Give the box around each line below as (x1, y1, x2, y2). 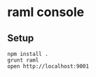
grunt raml (7, 57, 39, 64)
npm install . (7, 50, 49, 57)
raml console (7, 4, 85, 20)
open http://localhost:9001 (7, 63, 90, 70)
